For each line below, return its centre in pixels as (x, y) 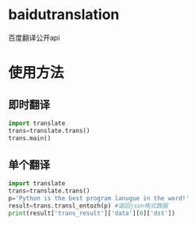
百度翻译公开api (34, 37)
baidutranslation (64, 15)
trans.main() (30, 138)
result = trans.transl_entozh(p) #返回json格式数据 (88, 206)
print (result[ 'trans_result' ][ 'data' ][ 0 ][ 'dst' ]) (92, 213)
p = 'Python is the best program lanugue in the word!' (99, 199)
